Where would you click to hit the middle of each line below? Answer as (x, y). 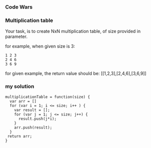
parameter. (16, 36)
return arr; (20, 136)
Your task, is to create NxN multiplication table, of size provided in (73, 31)
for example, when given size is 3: (40, 46)
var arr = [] (23, 101)
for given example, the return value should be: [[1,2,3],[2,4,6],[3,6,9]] (76, 73)
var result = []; (32, 110)
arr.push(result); (33, 127)
